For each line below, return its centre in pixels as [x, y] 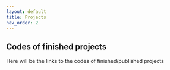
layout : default [26, 12]
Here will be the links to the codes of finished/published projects [85, 61]
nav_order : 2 [22, 23]
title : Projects [26, 17]
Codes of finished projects [56, 47]
